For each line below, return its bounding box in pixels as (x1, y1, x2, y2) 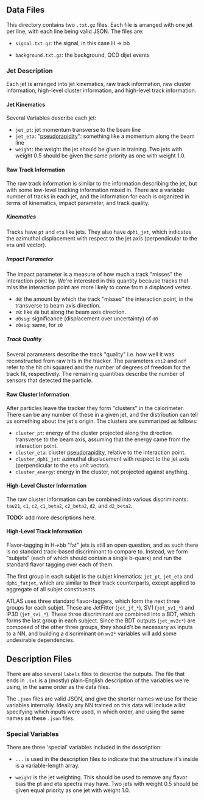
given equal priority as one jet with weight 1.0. (15, 787, 130, 794)
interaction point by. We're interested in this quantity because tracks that (6, 277, 189, 284)
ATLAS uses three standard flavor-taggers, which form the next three (6, 597, 180, 605)
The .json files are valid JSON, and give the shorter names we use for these (6, 695, 198, 702)
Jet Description (6, 67, 53, 75)
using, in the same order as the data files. (6, 683, 111, 690)
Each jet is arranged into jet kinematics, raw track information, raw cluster (6, 81, 192, 88)
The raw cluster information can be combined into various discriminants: (6, 495, 189, 503)
